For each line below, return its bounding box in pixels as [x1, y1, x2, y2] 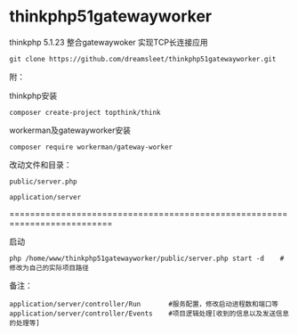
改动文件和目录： [9, 159, 72, 170]
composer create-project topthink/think [9, 108, 162, 117]
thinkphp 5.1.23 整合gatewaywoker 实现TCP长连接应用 [9, 37, 209, 47]
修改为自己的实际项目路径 [9, 263, 89, 273]
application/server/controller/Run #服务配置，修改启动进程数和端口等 [9, 299, 278, 308]
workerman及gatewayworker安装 [9, 125, 132, 135]
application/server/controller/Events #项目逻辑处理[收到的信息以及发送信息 [9, 309, 289, 318]
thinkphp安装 [9, 90, 58, 101]
